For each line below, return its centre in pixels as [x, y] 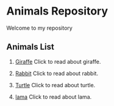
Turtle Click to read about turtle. [55, 85]
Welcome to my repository [40, 28]
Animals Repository [57, 11]
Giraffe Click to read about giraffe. [58, 61]
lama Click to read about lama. [53, 97]
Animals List [30, 47]
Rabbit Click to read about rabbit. [57, 73]
